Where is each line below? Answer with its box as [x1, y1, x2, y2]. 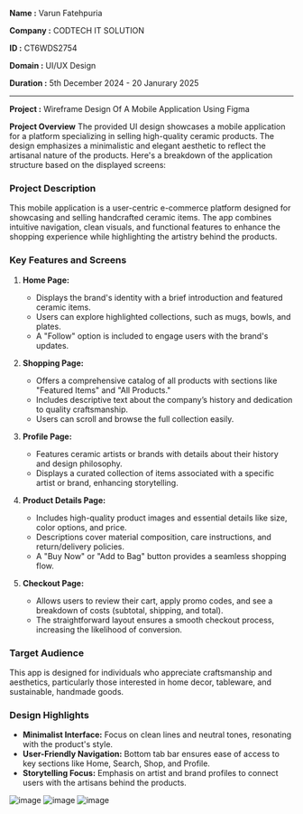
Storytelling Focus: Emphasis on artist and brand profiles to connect [22, 768, 279, 779]
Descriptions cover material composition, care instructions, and [35, 531, 272, 542]
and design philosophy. [35, 458, 124, 469]
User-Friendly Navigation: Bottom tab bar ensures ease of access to [22, 749, 280, 760]
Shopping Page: [22, 357, 84, 369]
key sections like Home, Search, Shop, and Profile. [22, 758, 210, 769]
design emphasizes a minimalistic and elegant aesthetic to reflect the [9, 140, 266, 151]
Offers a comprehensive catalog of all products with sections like [35, 375, 278, 386]
